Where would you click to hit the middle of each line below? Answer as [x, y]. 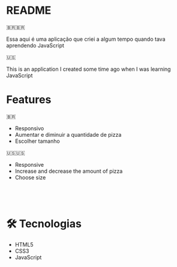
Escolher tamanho [37, 141]
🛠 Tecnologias [44, 224]
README [29, 10]
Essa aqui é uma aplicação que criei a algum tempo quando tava [86, 39]
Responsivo [29, 128]
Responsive [29, 164]
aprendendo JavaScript [35, 45]
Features [29, 100]
